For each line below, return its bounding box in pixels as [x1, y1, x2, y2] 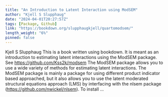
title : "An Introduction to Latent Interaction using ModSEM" [5, 7, 138, 12]
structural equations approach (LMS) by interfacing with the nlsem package [5, 80, 161, 86]
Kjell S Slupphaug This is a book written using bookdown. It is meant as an [5, 48, 159, 55]
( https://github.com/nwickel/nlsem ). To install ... [5, 86, 104, 92]
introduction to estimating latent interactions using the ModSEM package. [5, 54, 157, 60]
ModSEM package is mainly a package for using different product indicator [5, 70, 160, 76]
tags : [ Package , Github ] [5, 21, 57, 26]
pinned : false [5, 35, 35, 40]
